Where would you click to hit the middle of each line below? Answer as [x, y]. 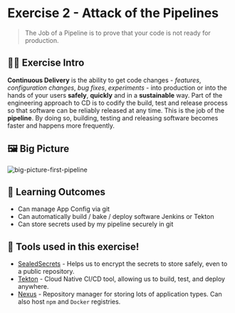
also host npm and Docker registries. [69, 302]
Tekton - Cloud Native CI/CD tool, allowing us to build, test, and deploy [121, 279]
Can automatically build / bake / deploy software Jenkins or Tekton [116, 217]
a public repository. [46, 272]
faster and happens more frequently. [61, 125]
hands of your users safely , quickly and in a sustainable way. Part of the [115, 95]
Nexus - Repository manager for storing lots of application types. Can [120, 294]
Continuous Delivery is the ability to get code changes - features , [104, 80]
